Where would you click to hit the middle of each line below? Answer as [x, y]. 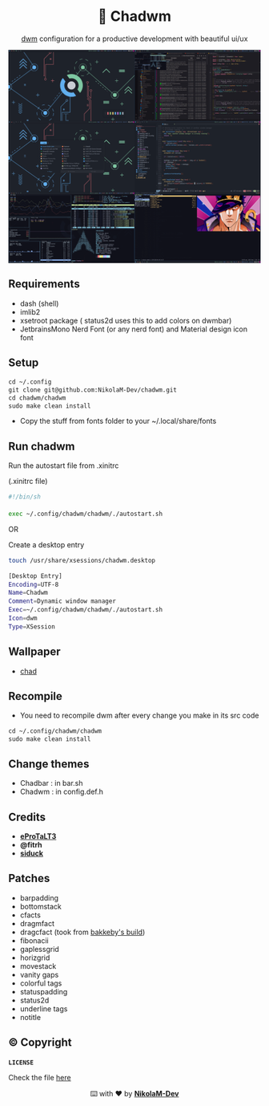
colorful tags [41, 983]
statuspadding [44, 991]
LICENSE [21, 1063]
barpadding [39, 897]
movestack [38, 966]
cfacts [30, 915]
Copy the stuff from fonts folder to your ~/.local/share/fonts [118, 421]
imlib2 [30, 311]
